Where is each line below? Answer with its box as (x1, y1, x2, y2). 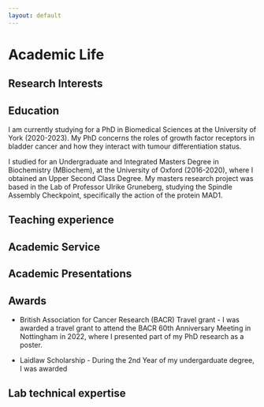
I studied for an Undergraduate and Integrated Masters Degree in (8, 157, 219, 167)
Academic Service (8, 240, 101, 254)
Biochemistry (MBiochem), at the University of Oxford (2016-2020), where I (8, 165, 254, 175)
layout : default (8, 11, 61, 20)
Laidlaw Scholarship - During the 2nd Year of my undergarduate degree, (19, 356, 255, 364)
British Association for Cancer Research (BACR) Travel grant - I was (19, 315, 240, 324)
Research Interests (8, 77, 103, 91)
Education (8, 104, 60, 117)
